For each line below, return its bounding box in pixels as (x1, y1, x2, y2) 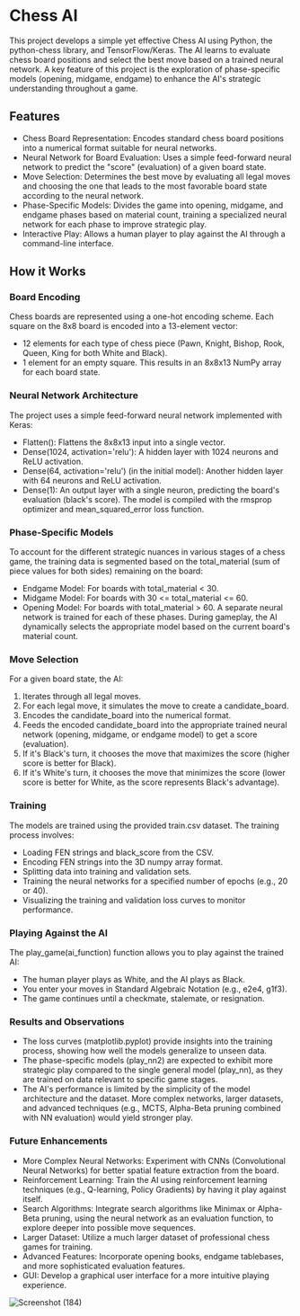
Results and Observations (9, 1015, 125, 1027)
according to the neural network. (22, 190, 144, 200)
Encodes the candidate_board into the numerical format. (22, 710, 232, 721)
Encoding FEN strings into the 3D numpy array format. (22, 856, 224, 867)
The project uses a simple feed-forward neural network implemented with (9, 410, 283, 421)
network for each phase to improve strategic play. (22, 218, 207, 229)
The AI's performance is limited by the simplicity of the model (22, 1084, 251, 1095)
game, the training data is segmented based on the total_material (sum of (9, 556, 280, 567)
